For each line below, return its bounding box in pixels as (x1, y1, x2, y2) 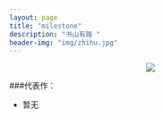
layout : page (9, 13, 58, 22)
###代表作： (9, 80, 56, 91)
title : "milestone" (9, 21, 82, 30)
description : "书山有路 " (9, 29, 101, 38)
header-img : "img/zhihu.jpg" (9, 38, 118, 47)
